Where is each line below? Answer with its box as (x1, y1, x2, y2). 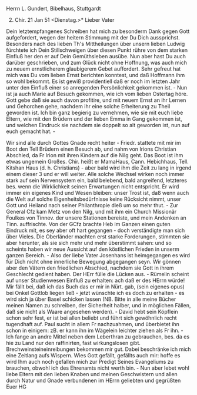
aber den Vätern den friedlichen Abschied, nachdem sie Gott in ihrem (6, 264, 174, 271)
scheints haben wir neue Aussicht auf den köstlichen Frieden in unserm (6, 245, 179, 253)
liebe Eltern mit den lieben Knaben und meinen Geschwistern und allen (6, 371, 178, 377)
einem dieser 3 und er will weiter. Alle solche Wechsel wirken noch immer (6, 171, 185, 177)
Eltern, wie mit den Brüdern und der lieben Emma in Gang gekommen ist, (6, 115, 182, 122)
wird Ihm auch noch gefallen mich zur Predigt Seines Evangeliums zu (6, 359, 173, 365)
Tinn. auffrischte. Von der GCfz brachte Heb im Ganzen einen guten (6, 221, 171, 227)
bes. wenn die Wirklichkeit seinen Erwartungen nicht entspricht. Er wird (6, 183, 179, 190)
